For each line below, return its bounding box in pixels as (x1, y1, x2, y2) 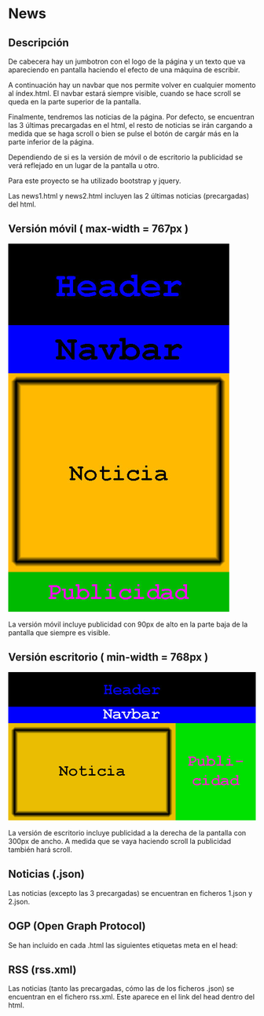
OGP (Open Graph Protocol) (8, 919, 147, 933)
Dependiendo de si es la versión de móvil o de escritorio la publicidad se (8, 152, 244, 162)
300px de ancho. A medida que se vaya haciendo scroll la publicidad (8, 837, 232, 846)
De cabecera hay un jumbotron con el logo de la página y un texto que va (8, 57, 246, 66)
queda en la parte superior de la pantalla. (8, 97, 141, 106)
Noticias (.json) (8, 868, 85, 881)
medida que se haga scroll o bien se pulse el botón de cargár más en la (8, 129, 240, 138)
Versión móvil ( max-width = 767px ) (8, 222, 189, 236)
